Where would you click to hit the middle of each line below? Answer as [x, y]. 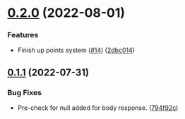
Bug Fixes [25, 92]
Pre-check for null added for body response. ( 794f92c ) [98, 108]
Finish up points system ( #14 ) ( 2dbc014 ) [76, 50]
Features [23, 35]
